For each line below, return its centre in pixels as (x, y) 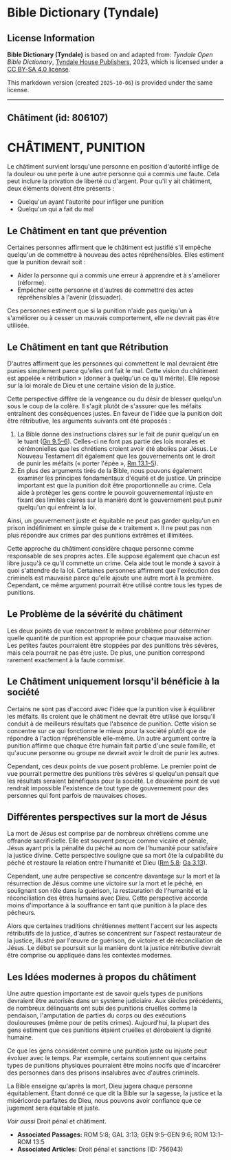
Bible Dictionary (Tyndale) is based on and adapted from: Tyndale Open (110, 54)
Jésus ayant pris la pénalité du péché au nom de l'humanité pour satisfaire (112, 848)
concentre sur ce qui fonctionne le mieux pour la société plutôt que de (107, 730)
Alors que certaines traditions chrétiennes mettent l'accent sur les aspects (112, 926)
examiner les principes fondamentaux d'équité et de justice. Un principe (119, 478)
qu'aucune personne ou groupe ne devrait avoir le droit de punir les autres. (113, 752)
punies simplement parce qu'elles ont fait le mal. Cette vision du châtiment (113, 370)
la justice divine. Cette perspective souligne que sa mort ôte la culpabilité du (115, 856)
